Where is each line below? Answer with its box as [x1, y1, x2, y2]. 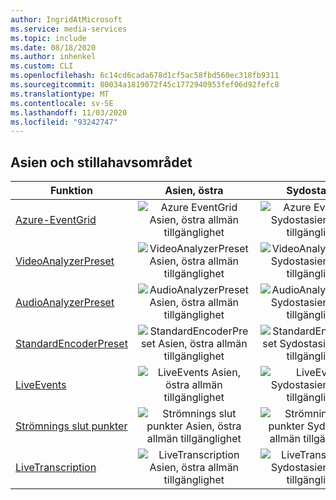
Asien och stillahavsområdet [10, 154, 193, 171]
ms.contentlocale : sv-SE [10, 98, 114, 108]
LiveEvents [15, 378, 67, 392]
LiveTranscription [15, 461, 97, 475]
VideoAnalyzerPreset [15, 254, 115, 268]
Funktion [49, 184, 93, 198]
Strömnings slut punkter [15, 419, 128, 433]
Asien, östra [164, 184, 224, 198]
